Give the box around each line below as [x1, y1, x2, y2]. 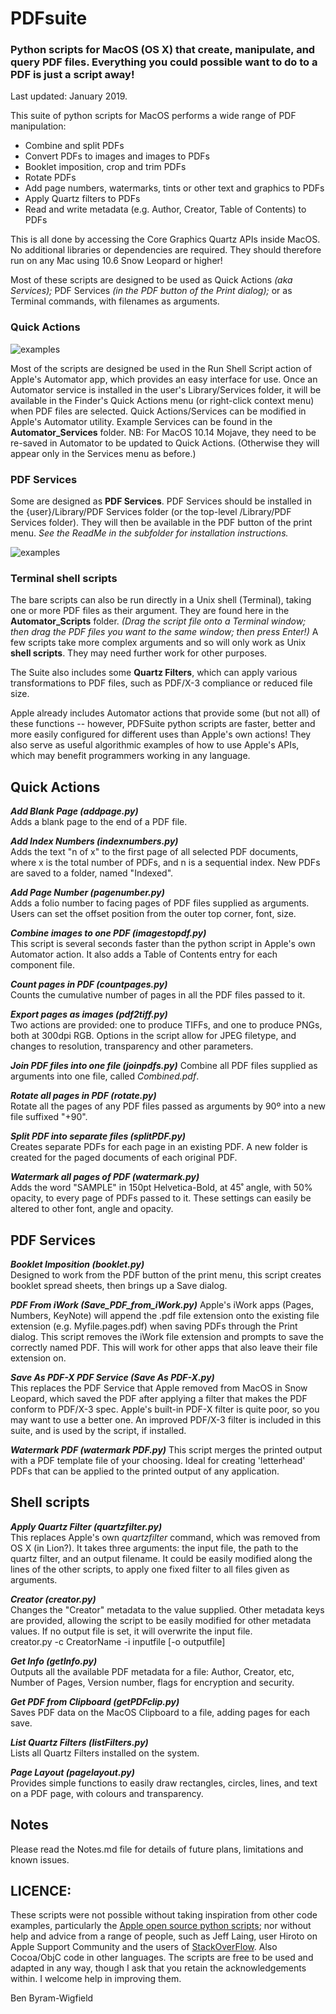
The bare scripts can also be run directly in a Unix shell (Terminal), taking [10, 594, 312, 606]
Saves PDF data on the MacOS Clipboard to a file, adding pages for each [10, 1706, 310, 1718]
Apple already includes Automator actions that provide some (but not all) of [10, 707, 321, 719]
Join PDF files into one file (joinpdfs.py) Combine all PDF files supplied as [10, 1060, 318, 1072]
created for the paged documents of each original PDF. [10, 1152, 238, 1164]
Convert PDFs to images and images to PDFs [24, 150, 210, 162]
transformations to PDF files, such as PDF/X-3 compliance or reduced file [10, 677, 313, 689]
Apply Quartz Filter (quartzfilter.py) [10, 1520, 163, 1532]
